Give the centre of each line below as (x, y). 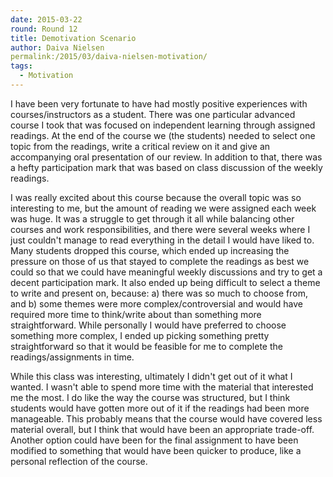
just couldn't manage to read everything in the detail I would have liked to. (162, 240)
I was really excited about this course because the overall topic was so (156, 197)
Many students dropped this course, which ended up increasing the (150, 250)
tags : (21, 66)
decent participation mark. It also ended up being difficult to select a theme (165, 282)
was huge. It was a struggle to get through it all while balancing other (152, 218)
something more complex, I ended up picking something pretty (140, 335)
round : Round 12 (44, 29)
